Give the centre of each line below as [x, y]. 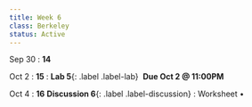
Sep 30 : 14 [30, 60]
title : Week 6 [36, 17]
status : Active [37, 34]
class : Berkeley [39, 26]
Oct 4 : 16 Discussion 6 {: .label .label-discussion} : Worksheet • [127, 94]
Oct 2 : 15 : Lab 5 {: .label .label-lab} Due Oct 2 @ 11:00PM [117, 77]
